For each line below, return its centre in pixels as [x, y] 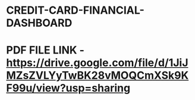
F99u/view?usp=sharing [68, 88]
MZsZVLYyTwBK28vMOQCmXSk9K [97, 76]
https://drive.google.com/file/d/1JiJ [97, 63]
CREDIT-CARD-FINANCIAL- [75, 10]
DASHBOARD [39, 23]
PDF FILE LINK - [45, 50]
